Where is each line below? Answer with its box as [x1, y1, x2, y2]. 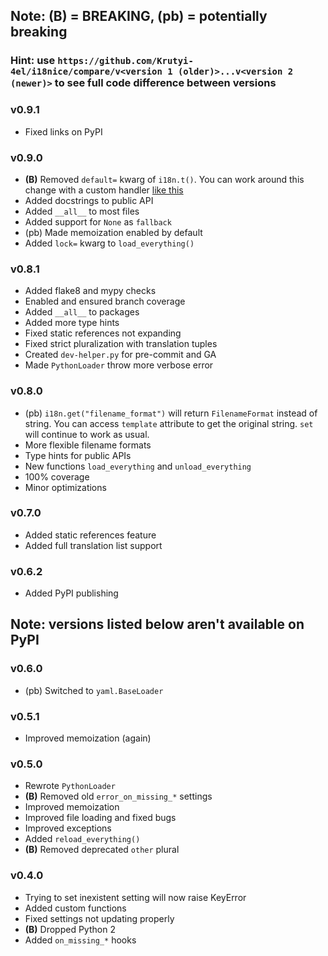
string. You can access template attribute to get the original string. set [24, 417, 314, 429]
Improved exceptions [24, 822, 112, 834]
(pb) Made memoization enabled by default [24, 226, 203, 238]
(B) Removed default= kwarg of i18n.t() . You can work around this [24, 173, 305, 185]
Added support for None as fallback [24, 215, 172, 228]
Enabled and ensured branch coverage [24, 295, 186, 308]
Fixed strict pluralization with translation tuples [24, 338, 218, 350]
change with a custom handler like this [24, 184, 184, 196]
